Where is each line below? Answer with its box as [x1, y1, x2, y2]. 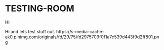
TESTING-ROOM [5, 3, 75, 14]
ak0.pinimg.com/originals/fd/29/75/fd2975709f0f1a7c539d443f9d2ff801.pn [5, 34, 160, 40]
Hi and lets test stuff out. [5, 28, 55, 34]
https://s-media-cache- [56, 28, 105, 34]
